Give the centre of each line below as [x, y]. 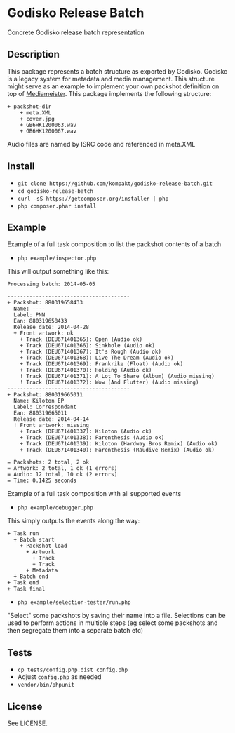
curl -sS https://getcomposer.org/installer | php [93, 199]
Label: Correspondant [45, 407]
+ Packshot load [44, 546]
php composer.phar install [57, 206]
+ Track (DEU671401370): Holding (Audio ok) [86, 370]
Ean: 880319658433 [41, 321]
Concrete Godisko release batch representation [76, 32]
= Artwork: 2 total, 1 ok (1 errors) [62, 469]
